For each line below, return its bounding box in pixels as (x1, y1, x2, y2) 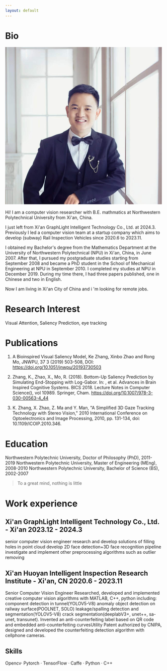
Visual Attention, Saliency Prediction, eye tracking (5, 320, 107, 326)
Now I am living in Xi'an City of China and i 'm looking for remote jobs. (5, 286, 149, 292)
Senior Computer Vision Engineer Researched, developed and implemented (5, 590, 160, 596)
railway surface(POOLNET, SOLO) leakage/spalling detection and (5, 606, 139, 612)
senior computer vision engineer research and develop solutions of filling (5, 539, 155, 545)
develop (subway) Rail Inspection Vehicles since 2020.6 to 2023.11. (5, 234, 143, 240)
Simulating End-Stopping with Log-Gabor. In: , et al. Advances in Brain (12, 379, 157, 385)
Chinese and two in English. (5, 276, 62, 282)
